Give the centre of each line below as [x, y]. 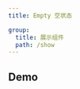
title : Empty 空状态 [40, 15]
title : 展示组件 [40, 37]
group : [19, 30]
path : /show [35, 44]
